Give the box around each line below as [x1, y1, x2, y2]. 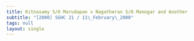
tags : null [6, 20, 34, 26]
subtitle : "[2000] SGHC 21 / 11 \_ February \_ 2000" [6, 14, 134, 20]
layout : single [6, 25, 45, 32]
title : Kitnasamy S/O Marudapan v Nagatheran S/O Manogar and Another [6, 8, 188, 15]
